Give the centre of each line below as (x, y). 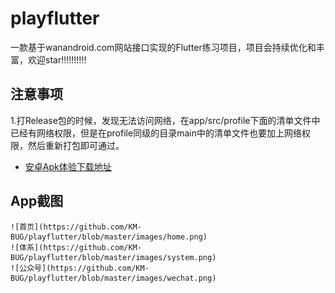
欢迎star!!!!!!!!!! (57, 59)
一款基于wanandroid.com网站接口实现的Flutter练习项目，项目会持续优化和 (163, 47)
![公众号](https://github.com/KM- (80, 268)
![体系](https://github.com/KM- (76, 247)
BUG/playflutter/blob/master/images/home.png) (109, 237)
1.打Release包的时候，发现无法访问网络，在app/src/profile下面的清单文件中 (165, 120)
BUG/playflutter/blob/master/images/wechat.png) (113, 278)
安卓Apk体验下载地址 (68, 166)
